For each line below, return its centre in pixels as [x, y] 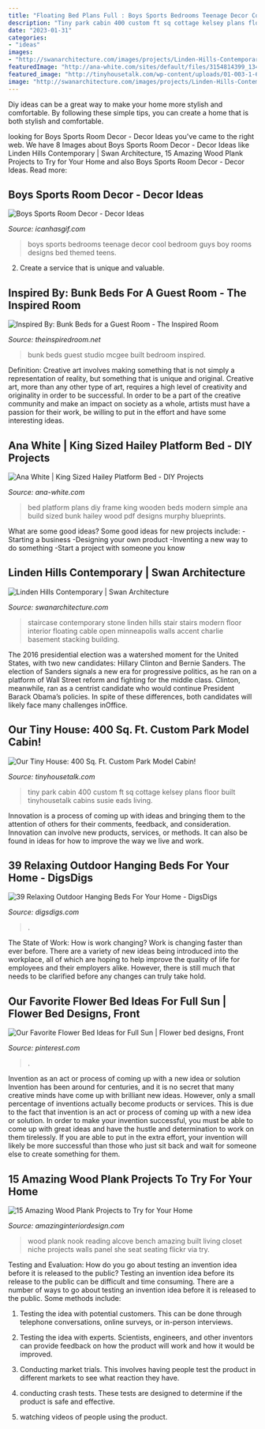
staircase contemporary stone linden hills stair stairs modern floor [134, 622]
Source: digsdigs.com [44, 912]
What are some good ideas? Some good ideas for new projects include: [124, 531]
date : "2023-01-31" [40, 30]
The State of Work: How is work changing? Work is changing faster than [125, 943]
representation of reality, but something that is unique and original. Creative [131, 379]
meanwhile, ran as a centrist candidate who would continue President [121, 688]
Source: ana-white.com [47, 492]
